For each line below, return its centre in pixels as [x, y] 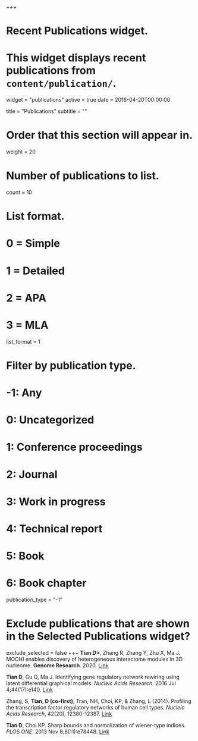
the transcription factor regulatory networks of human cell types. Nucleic [95, 708]
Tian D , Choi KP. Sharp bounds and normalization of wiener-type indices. [96, 726]
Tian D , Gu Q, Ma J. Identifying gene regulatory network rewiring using [93, 677]
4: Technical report [54, 529]
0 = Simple [33, 244]
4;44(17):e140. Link [30, 690]
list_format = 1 [23, 341]
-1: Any [24, 393]
